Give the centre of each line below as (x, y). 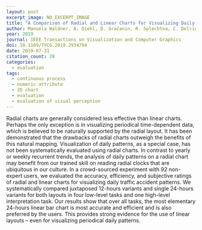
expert (14, 175)
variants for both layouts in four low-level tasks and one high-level (88, 195)
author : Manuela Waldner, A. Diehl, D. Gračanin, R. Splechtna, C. (93, 29)
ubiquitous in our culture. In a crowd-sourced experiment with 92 (87, 169)
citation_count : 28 (31, 56)
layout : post (23, 12)
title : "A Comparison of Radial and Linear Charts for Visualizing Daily (101, 23)
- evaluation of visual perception (56, 101)
